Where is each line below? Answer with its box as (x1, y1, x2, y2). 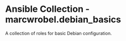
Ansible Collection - (5, 3, 90, 15)
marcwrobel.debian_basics (5, 14, 121, 25)
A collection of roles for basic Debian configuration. (5, 30, 112, 36)
